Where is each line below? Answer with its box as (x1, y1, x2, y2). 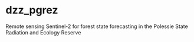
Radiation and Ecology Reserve (5, 29, 81, 36)
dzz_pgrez (5, 3, 58, 17)
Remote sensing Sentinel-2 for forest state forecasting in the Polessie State (5, 23, 188, 30)
